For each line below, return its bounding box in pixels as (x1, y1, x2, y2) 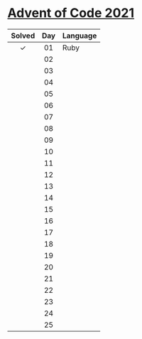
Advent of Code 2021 (7, 5, 135, 21)
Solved (11, 31, 35, 41)
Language (62, 31, 97, 41)
